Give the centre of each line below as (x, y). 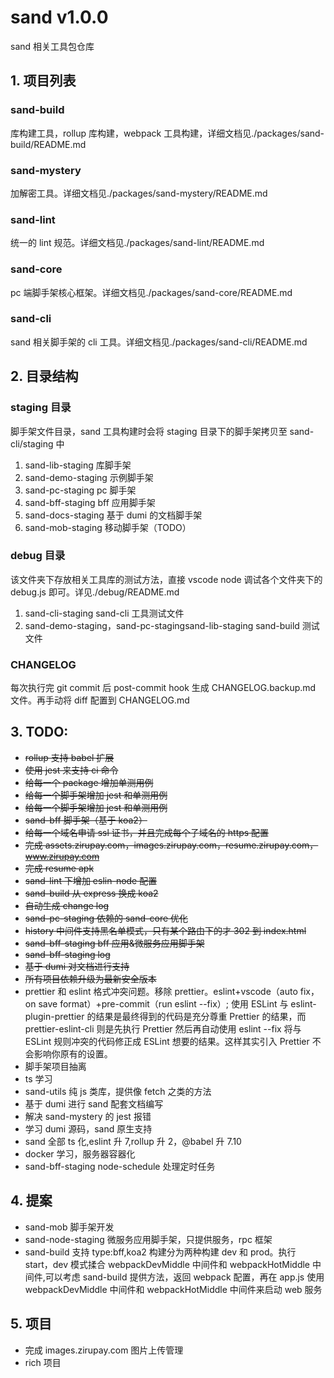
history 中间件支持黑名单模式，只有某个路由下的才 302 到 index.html (165, 930)
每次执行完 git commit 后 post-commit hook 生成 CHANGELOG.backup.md (163, 688)
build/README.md (48, 144)
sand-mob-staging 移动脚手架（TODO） (108, 527)
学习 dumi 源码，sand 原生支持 (88, 1128)
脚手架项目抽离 (55, 1066)
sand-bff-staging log (67, 954)
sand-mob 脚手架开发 (69, 1227)
